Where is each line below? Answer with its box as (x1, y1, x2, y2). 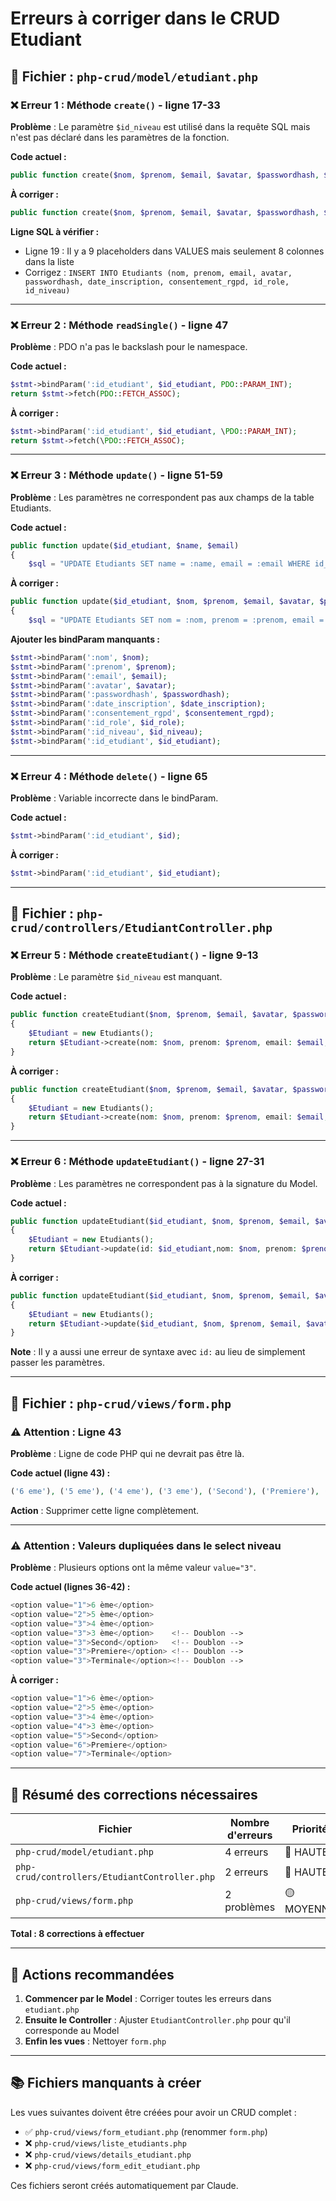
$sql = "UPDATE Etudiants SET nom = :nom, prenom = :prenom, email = (28, 615, 325, 626)
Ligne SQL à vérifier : (10, 225, 100, 237)
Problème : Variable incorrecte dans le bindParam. (10, 792, 219, 804)
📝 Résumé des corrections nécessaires (10, 1786, 258, 1803)
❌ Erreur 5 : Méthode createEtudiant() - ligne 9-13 (10, 948, 259, 962)
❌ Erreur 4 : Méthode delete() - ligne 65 (10, 769, 208, 783)
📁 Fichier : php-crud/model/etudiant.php (10, 68, 258, 85)
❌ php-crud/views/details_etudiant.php (24, 2148, 192, 2160)
